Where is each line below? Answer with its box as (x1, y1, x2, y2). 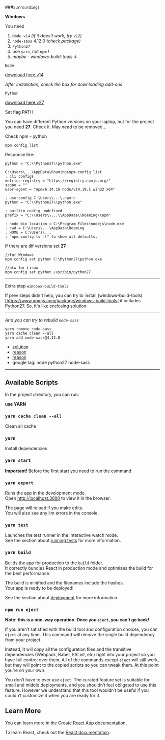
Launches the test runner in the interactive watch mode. (5, 532, 119, 538)
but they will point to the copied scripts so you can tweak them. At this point (5, 662, 159, 668)
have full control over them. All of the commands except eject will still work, (5, 657, 159, 663)
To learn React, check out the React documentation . (5, 729, 110, 735)
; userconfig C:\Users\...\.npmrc (5, 195, 76, 200)
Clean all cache (5, 423, 37, 429)
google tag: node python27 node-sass (12, 359, 90, 365)
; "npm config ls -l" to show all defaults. (5, 234, 98, 239)
